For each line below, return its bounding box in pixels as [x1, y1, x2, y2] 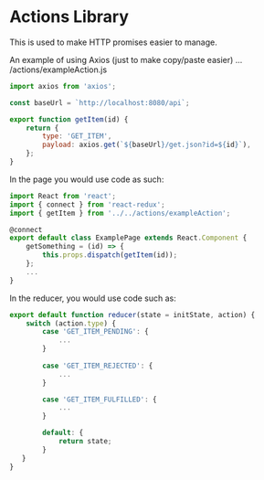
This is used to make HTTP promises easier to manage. [9, 37, 217, 48]
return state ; [58, 437, 112, 446]
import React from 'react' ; [9, 191, 117, 200]
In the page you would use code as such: [9, 174, 164, 185]
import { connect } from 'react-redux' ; [9, 199, 166, 209]
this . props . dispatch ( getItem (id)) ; [42, 251, 178, 260]
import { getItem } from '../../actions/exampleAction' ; [9, 208, 231, 218]
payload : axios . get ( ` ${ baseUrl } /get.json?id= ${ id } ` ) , [42, 140, 251, 150]
